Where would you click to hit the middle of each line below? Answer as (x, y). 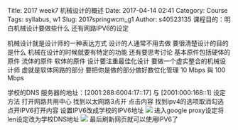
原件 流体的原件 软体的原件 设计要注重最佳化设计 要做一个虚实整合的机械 (114, 61)
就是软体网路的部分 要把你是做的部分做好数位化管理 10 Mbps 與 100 (126, 70)
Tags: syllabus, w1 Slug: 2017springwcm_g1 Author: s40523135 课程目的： (116, 19)
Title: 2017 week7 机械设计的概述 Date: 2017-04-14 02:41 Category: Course (118, 10)
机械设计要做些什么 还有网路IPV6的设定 (71, 28)
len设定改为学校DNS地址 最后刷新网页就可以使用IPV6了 (93, 119)
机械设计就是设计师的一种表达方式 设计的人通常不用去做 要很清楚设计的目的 (118, 43)
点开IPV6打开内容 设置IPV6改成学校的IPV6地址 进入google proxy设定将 (116, 110)
